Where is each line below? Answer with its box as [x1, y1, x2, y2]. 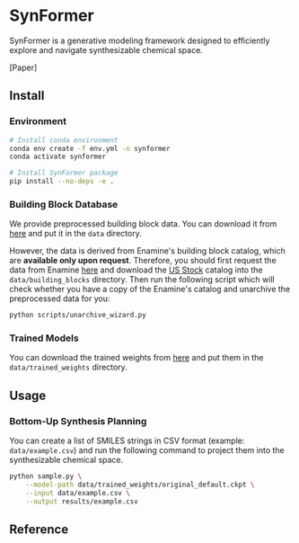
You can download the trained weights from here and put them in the [9, 352, 264, 363]
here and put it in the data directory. [9, 228, 142, 239]
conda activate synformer [9, 152, 106, 162]
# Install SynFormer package [9, 168, 119, 178]
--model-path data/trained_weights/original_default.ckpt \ [25, 480, 255, 490]
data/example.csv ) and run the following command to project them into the [9, 445, 285, 456]
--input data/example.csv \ [25, 488, 130, 497]
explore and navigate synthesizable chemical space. [9, 44, 204, 55]
